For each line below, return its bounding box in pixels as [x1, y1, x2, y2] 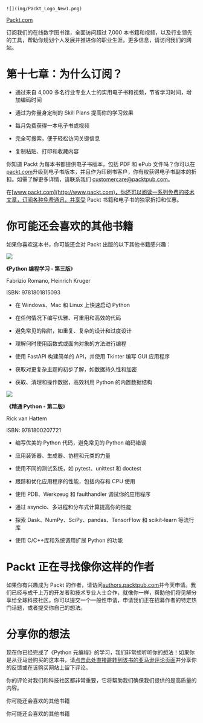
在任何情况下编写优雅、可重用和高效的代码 [14, 314, 121, 321]
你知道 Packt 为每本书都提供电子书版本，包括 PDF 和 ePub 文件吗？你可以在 [6, 160, 195, 168]
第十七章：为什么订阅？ [6, 67, 123, 81]
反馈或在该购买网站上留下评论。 [11, 664, 91, 671]
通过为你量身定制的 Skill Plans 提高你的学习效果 [14, 109, 134, 116]
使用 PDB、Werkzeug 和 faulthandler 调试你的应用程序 [14, 490, 151, 498]
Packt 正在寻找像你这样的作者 [6, 560, 155, 574]
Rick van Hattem [6, 415, 47, 422]
